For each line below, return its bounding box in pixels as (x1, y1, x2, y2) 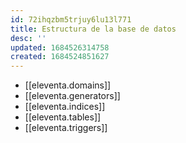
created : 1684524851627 (10, 52, 110, 62)
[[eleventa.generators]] (24, 90, 121, 102)
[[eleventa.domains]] (24, 79, 112, 91)
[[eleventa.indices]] (24, 101, 106, 113)
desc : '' (10, 33, 47, 43)
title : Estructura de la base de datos (10, 24, 177, 34)
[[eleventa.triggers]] (24, 122, 108, 134)
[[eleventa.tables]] (24, 111, 102, 123)
